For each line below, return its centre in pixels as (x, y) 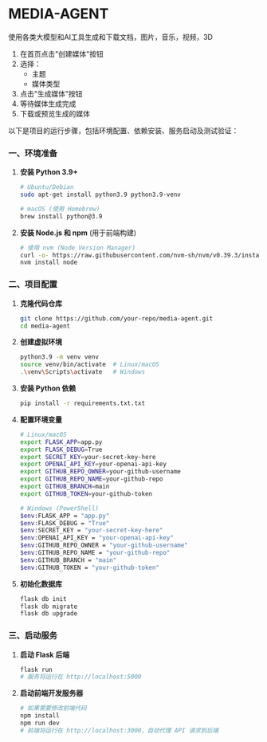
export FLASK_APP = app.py (61, 442)
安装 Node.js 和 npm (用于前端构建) (78, 233)
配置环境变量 (41, 419)
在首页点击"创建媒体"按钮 (61, 53)
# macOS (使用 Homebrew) (60, 209)
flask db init (43, 599)
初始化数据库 (41, 583)
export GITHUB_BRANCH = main (65, 487)
